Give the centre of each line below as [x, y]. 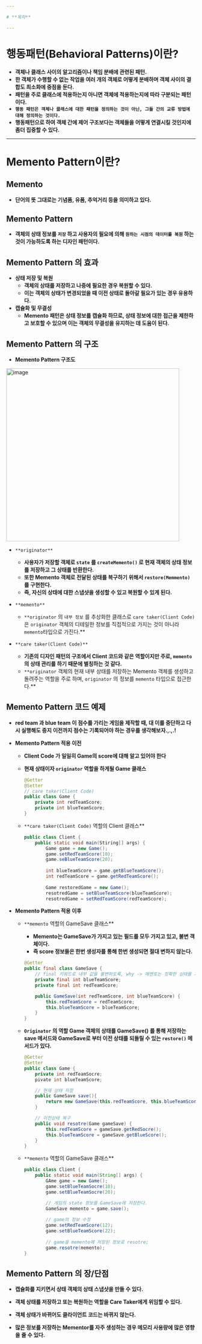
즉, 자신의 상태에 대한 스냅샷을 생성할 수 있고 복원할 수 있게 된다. [98, 592]
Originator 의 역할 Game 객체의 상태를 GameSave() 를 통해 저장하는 [105, 1031]
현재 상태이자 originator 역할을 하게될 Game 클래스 [85, 768]
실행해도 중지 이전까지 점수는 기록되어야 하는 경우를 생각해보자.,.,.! [98, 730]
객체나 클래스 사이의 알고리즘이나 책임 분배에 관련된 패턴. [81, 72]
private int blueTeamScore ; [70, 808]
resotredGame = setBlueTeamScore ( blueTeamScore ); [109, 893]
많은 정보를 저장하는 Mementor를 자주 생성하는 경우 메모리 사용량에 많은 [99, 1328]
